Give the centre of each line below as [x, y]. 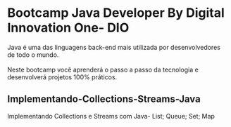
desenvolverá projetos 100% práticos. [62, 77]
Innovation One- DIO [68, 28]
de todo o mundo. [33, 55]
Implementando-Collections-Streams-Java [104, 99]
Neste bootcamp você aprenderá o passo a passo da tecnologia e [103, 69]
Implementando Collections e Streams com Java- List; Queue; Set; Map [111, 116]
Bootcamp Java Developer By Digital [116, 13]
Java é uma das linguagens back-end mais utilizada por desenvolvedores [114, 47]
